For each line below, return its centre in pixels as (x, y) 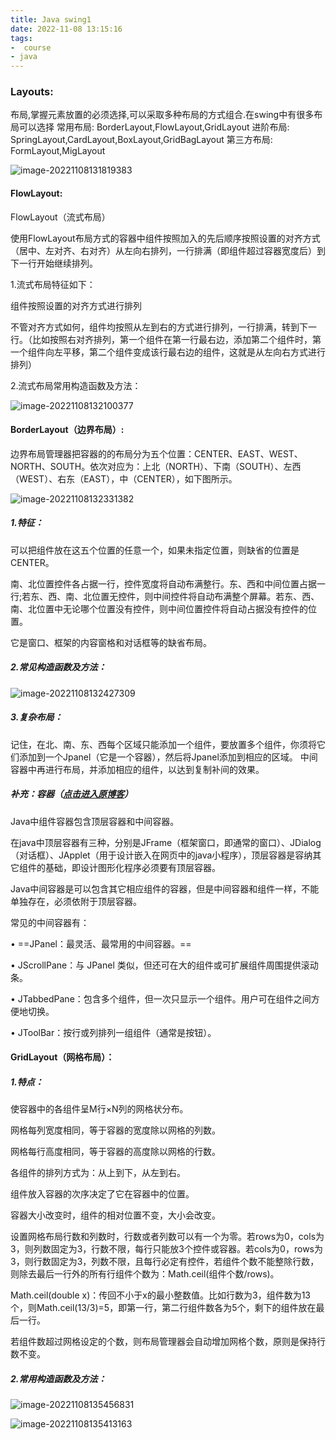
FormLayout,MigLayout (58, 151)
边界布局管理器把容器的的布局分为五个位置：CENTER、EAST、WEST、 (156, 453)
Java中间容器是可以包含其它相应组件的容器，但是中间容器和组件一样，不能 (165, 888)
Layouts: (32, 92)
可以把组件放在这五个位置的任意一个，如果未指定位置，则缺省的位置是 (155, 550)
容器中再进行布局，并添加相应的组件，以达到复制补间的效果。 (137, 769)
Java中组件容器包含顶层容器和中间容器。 (95, 821)
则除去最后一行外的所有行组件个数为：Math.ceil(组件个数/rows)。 (145, 1274)
